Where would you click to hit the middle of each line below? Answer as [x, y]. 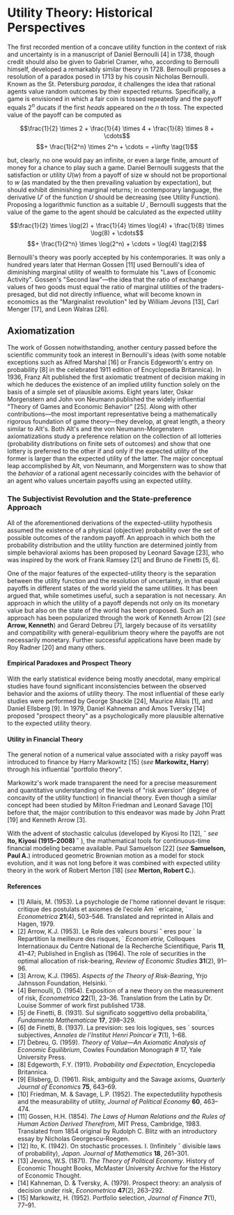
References [24, 886]
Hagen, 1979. [36, 924]
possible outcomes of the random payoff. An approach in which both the [111, 537]
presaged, [22, 294]
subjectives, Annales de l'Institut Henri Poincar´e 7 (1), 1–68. [102, 1035]
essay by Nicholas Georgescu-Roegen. [73, 1139]
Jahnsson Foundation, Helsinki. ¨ [65, 983]
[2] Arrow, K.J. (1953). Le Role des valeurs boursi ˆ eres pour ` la [109, 931]
